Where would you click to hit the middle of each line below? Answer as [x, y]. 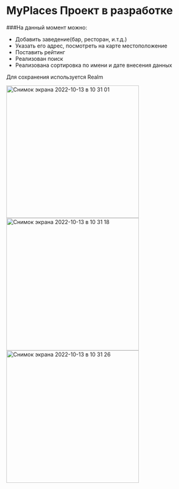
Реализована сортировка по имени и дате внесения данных [93, 65]
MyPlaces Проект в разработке [90, 11]
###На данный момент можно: [47, 27]
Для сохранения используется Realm [55, 77]
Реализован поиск [39, 58]
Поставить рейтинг [40, 52]
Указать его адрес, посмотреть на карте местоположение [91, 46]
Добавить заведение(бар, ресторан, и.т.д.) [71, 39]
